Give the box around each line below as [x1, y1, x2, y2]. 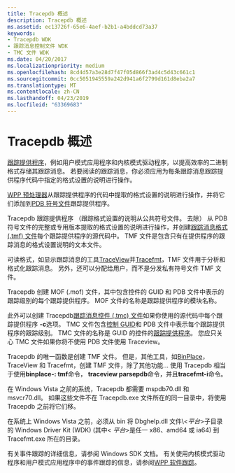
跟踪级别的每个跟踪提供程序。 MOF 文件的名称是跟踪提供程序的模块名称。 [7, 296, 221, 304]
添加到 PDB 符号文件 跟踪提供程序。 [13, 199, 114, 207]
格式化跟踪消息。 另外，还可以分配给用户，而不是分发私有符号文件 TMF [7, 264, 214, 272]
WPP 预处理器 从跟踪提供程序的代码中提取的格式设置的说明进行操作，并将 [7, 190, 219, 199]
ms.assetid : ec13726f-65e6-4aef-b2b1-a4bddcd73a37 [7, 23, 158, 30]
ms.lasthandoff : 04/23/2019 [7, 95, 90, 102]
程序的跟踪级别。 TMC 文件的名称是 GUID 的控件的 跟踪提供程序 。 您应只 [7, 328, 217, 337]
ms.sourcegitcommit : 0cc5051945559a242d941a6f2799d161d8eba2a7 [7, 75, 196, 83]
